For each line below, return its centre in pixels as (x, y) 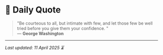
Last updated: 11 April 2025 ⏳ (34, 47)
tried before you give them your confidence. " (63, 28)
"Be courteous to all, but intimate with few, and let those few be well (85, 23)
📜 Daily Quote (33, 10)
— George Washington (40, 33)
